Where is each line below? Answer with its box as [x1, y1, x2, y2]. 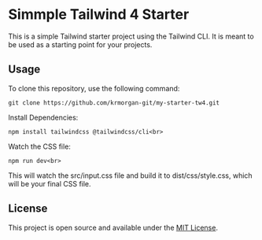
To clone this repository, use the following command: [8, 83, 180, 93]
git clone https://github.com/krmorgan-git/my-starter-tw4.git [8, 98, 220, 107]
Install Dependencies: [8, 113, 79, 122]
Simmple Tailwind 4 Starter [8, 6, 190, 24]
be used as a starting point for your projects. [8, 39, 153, 49]
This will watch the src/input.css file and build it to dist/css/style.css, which [8, 171, 253, 180]
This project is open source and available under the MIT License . [8, 223, 219, 232]
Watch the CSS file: [8, 142, 71, 151]
